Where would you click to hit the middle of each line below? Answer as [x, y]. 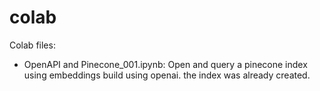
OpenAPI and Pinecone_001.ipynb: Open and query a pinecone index [165, 64]
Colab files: [32, 45]
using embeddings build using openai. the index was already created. [167, 75]
